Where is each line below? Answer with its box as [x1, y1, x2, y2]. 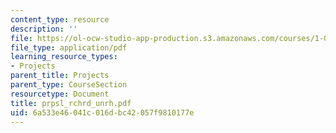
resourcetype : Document [10, 89, 110, 99]
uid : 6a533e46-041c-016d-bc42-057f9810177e [10, 107, 195, 118]
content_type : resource [10, 14, 110, 25]
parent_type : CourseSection [10, 80, 128, 90]
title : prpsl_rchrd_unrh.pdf [10, 98, 132, 108]
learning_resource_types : [10, 52, 118, 62]
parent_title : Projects [10, 71, 110, 81]
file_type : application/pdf [10, 42, 128, 53]
